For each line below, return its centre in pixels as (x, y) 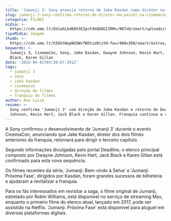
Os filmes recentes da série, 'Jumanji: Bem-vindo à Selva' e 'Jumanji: (77, 170)
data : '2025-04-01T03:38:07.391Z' (42, 62)
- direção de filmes (32, 91)
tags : (11, 67)
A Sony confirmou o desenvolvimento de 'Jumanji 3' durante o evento (78, 129)
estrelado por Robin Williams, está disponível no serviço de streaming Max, (84, 197)
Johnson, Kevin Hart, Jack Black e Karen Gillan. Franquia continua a (86, 115)
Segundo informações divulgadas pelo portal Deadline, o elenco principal (82, 150)
